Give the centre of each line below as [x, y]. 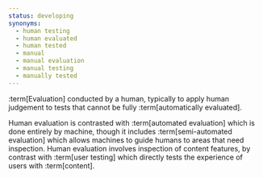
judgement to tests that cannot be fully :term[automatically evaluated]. [125, 107]
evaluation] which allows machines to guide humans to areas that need [126, 140]
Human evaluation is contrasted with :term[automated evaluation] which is [132, 122]
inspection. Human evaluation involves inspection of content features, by [129, 148]
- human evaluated [47, 38]
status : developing [41, 16]
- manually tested [47, 76]
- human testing [43, 31]
